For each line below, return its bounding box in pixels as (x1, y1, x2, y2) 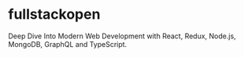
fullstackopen (8, 5, 101, 23)
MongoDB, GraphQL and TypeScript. (8, 39, 128, 48)
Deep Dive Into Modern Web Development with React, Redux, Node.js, (8, 31, 236, 41)
